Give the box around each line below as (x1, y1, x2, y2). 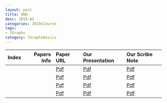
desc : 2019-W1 (5, 16, 35, 21)
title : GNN (5, 12, 28, 17)
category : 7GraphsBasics (5, 35, 57, 40)
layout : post (5, 7, 32, 12)
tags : (5, 26, 16, 31)
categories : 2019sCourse (5, 21, 57, 26)
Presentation (83, 57, 114, 64)
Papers (34, 51, 51, 58)
